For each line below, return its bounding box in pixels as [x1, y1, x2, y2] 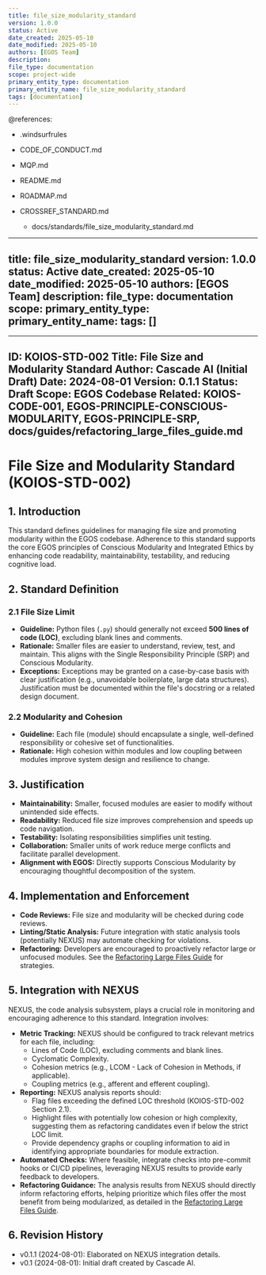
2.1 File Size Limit [8, 606, 75, 617]
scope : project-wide [8, 71, 77, 78]
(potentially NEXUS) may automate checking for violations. [19, 936, 211, 945]
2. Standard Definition [8, 582, 120, 595]
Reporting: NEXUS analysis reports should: [19, 1087, 161, 1097]
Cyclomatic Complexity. [31, 1054, 109, 1063]
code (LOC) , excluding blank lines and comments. [19, 633, 184, 642]
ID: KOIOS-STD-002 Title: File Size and [8, 350, 204, 364]
